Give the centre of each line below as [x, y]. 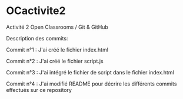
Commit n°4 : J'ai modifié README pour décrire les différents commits [91, 84]
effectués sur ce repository [39, 90]
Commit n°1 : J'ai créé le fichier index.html [57, 49]
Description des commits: [37, 38]
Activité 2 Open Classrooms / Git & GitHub [57, 27]
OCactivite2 [36, 11]
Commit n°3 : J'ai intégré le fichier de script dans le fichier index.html [90, 72]
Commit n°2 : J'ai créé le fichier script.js [55, 61]
